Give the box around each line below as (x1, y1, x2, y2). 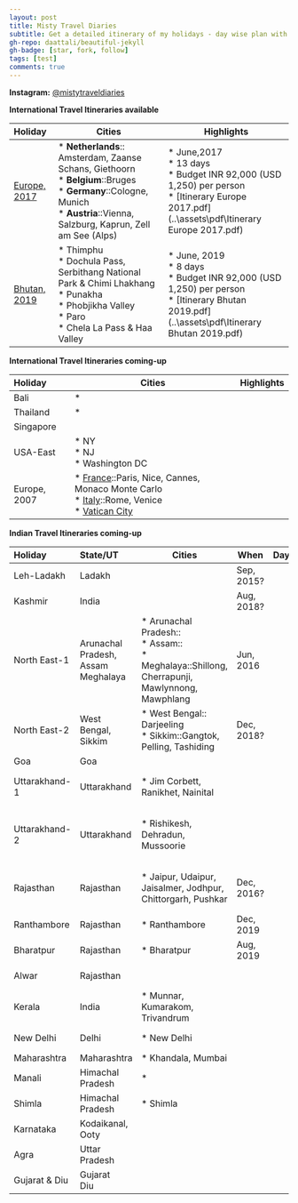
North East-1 (13, 654, 69, 666)
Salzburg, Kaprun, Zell (58, 218, 151, 230)
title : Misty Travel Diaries (9, 21, 117, 30)
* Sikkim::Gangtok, (141, 729, 220, 742)
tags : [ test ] (9, 54, 58, 63)
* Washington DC (74, 457, 148, 469)
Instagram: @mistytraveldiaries (9, 86, 126, 98)
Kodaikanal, (79, 1117, 129, 1129)
